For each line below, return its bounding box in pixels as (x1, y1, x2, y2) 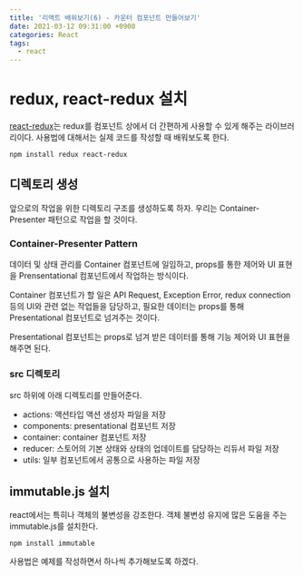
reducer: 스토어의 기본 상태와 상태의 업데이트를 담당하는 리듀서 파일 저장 (22, 443, 279, 454)
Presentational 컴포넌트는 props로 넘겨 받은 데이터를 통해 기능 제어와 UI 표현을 (9, 332, 291, 343)
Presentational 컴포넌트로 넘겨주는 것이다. (9, 312, 161, 323)
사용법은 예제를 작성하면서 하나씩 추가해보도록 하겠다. (9, 556, 199, 567)
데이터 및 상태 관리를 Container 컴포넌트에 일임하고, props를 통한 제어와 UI (9, 259, 277, 270)
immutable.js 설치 (9, 483, 111, 499)
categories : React (9, 30, 79, 39)
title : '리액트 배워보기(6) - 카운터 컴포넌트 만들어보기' (9, 13, 201, 23)
